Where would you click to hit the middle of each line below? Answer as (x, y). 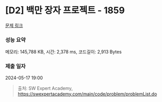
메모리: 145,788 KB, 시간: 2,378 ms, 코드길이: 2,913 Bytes (64, 52)
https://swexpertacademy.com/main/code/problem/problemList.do (87, 94)
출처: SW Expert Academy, (45, 88)
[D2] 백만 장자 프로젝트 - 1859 (65, 10)
